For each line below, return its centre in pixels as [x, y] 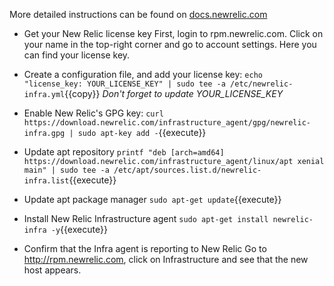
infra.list [46, 181]
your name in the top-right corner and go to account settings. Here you [170, 44]
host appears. [52, 270]
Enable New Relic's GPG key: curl [93, 113]
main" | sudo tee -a [66, 170]
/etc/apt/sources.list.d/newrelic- [187, 170]
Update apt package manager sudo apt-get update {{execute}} [152, 199]
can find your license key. [77, 55]
